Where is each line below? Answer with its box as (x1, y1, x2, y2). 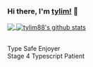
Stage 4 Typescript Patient (7, 51, 85, 60)
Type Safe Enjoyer (7, 44, 61, 52)
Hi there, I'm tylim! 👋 (7, 6, 79, 16)
